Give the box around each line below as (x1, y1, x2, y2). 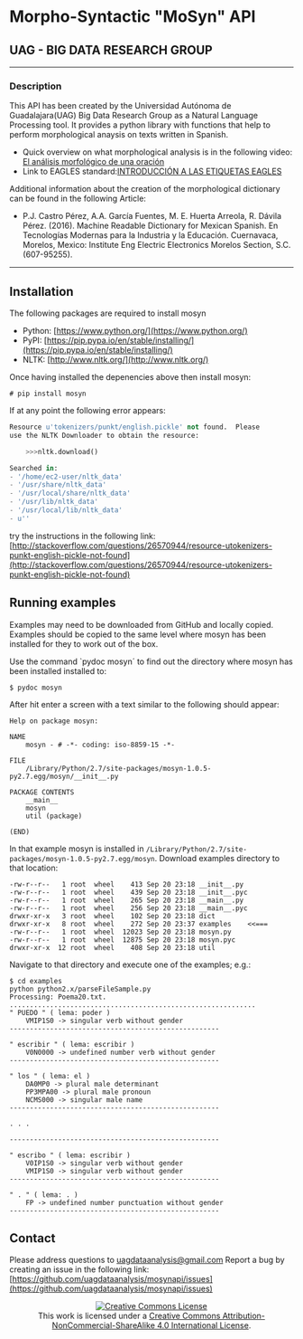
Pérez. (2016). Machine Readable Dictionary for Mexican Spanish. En (22, 220, 279, 232)
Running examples (9, 595, 116, 611)
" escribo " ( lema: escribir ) (9, 1151, 131, 1160)
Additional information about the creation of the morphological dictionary (9, 184, 281, 195)
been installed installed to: (9, 665, 107, 676)
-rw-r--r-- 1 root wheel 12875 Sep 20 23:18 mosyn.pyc (9, 935, 236, 945)
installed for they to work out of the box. (9, 638, 159, 649)
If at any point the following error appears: (9, 405, 166, 416)
